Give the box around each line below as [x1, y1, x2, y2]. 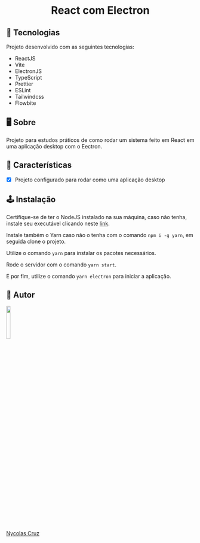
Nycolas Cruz [6, 530, 40, 537]
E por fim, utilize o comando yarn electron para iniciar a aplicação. [6, 272, 171, 280]
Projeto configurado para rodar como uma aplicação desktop [14, 176, 165, 183]
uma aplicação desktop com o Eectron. [6, 142, 103, 150]
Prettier [14, 80, 33, 87]
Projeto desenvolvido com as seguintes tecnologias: [6, 43, 134, 50]
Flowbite [14, 99, 36, 107]
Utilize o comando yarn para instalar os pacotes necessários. [6, 249, 156, 256]
